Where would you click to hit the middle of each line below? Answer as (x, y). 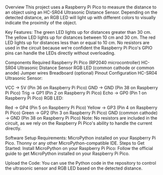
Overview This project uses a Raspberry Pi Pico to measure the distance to (81, 7)
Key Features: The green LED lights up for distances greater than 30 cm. (78, 32)
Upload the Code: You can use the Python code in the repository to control (81, 163)
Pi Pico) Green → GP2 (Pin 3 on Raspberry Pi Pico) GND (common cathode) (81, 113)
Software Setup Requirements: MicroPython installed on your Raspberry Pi (81, 138)
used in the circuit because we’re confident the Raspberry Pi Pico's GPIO (79, 48)
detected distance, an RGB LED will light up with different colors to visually (81, 17)
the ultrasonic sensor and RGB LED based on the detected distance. (74, 168)
